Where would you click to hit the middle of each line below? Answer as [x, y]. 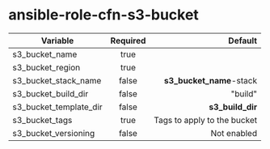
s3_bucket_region [46, 67]
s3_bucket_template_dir [57, 107]
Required [128, 40]
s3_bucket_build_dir [51, 93]
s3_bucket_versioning [54, 133]
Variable [57, 40]
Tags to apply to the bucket [205, 120]
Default [243, 40]
